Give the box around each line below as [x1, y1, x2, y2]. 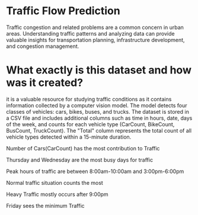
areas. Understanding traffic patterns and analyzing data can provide [6, 30, 175, 37]
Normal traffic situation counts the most [6, 179, 104, 186]
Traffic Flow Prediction [6, 4, 120, 18]
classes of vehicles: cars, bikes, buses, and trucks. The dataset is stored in [6, 108, 190, 115]
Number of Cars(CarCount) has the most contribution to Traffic [6, 145, 160, 152]
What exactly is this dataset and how [6, 63, 191, 77]
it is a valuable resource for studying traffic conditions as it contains [6, 95, 172, 102]
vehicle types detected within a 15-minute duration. [6, 133, 132, 140]
